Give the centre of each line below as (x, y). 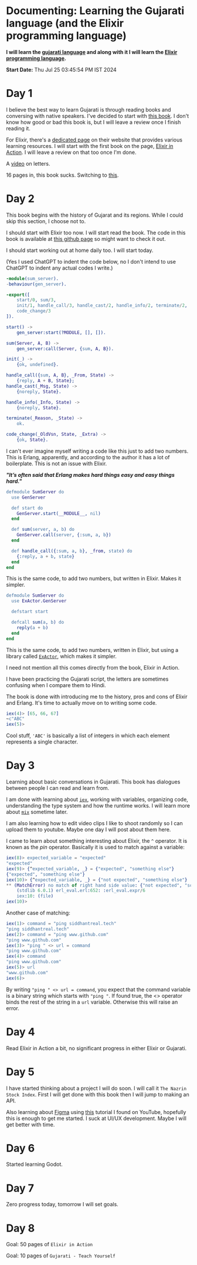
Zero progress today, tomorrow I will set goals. (62, 1205)
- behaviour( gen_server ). (36, 284)
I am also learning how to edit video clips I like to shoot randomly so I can (94, 823)
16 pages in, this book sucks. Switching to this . (62, 175)
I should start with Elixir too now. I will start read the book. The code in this (96, 233)
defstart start (30, 612)
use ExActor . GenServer (39, 601)
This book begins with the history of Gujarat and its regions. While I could (95, 215)
